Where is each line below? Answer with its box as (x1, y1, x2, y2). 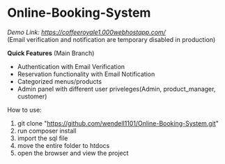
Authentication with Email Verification (17, 62, 125, 70)
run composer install (17, 126, 77, 135)
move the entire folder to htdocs (17, 141, 110, 149)
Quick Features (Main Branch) (7, 49, 95, 57)
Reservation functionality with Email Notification (17, 70, 155, 78)
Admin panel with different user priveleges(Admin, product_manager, (17, 84, 216, 93)
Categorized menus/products (17, 77, 102, 85)
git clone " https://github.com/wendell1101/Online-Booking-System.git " (17, 119, 219, 127)
